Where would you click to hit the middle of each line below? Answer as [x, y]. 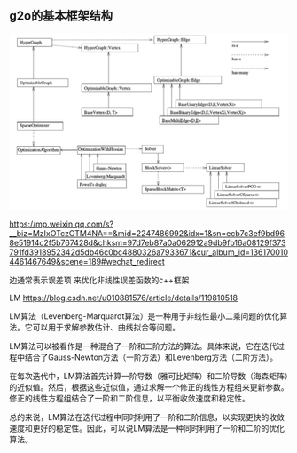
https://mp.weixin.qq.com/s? [61, 224]
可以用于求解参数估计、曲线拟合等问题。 [106, 328]
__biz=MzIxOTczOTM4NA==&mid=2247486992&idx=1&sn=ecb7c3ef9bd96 [147, 234]
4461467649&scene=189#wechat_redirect [87, 262]
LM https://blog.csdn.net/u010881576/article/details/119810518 [124, 298]
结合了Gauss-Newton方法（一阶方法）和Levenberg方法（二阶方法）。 [151, 357]
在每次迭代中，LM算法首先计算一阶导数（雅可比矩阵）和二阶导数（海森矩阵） [149, 377]
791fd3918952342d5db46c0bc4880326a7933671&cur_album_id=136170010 [149, 252]
